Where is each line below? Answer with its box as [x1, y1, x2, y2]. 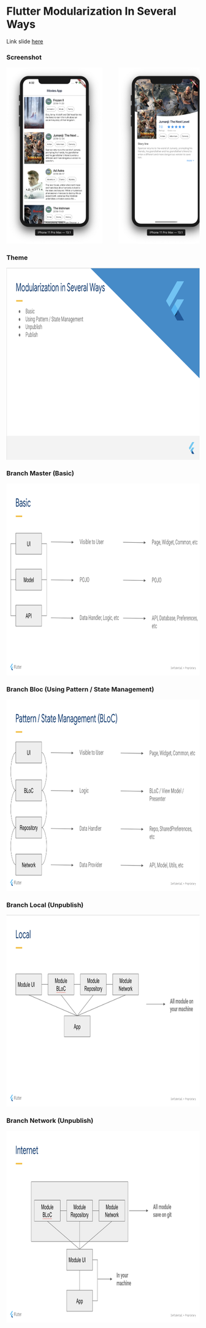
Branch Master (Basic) [6, 469, 75, 478]
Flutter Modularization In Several [6, 4, 177, 18]
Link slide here [6, 37, 44, 45]
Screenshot [6, 53, 42, 61]
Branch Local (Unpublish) [6, 901, 84, 909]
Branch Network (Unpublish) [6, 1116, 94, 1125]
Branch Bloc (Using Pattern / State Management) [6, 685, 154, 693]
